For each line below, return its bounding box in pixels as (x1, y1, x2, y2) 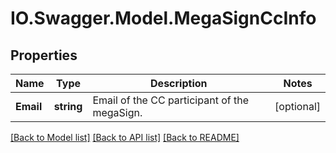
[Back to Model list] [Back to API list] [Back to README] (10, 132, 240, 143)
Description (150, 77, 208, 90)
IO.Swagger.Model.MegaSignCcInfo (10, 7, 317, 30)
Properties (10, 47, 78, 64)
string (53, 100, 83, 113)
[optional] (274, 100, 321, 113)
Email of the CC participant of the (92, 93, 249, 107)
